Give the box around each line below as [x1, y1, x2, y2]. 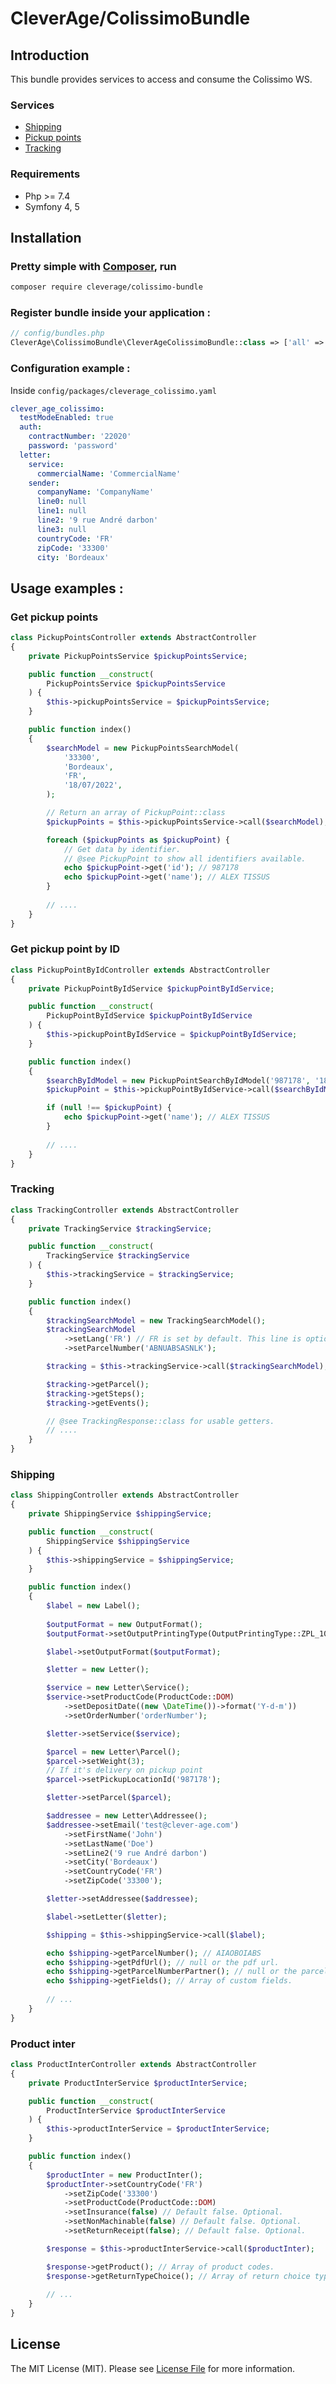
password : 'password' [28, 441, 118, 451]
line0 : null [36, 497, 87, 507]
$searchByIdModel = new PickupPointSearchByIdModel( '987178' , [46, 1075, 311, 1086]
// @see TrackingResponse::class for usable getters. [46, 1416, 275, 1426]
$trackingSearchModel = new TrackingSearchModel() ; [46, 1315, 267, 1326]
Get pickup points [10, 610, 99, 624]
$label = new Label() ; [46, 1601, 141, 1611]
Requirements [10, 167, 81, 181]
